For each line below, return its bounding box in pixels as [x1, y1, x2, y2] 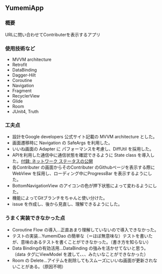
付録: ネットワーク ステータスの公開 [20, 158, 93, 164]
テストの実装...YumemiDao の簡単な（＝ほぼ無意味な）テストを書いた [12, 233, 153, 239]
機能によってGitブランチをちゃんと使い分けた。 [12, 195, 108, 201]
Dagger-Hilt [12, 72, 36, 78]
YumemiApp [5, 4, 44, 12]
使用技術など [5, 45, 36, 52]
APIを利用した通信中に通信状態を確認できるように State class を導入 [12, 152, 150, 158]
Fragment [12, 88, 32, 94]
